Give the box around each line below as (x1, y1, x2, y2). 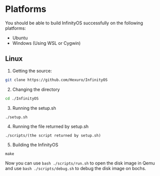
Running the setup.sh (12, 105, 56, 111)
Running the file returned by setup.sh (12, 123, 89, 129)
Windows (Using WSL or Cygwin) (12, 40, 81, 46)
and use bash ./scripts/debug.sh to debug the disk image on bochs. (5, 165, 147, 171)
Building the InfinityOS (12, 142, 59, 148)
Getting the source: (12, 68, 52, 74)
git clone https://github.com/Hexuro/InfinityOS (5, 77, 108, 83)
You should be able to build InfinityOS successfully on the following (5, 20, 143, 26)
